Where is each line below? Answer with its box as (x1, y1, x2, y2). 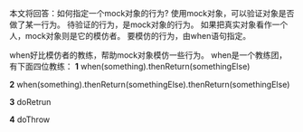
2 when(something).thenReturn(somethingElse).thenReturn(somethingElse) (9, 80, 290, 90)
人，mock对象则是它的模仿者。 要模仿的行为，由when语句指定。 (9, 31, 251, 41)
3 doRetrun (9, 97, 52, 107)
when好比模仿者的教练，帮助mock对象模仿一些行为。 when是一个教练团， (9, 50, 288, 61)
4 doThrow (9, 114, 51, 125)
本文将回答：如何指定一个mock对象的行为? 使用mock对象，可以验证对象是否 (9, 8, 295, 18)
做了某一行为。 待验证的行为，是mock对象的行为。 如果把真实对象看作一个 (9, 19, 289, 30)
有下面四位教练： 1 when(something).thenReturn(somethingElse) (9, 61, 251, 71)
